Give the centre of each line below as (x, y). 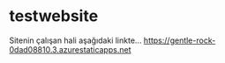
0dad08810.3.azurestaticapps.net (70, 49)
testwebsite (54, 16)
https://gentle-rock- (180, 40)
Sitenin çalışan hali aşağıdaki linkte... (75, 40)
